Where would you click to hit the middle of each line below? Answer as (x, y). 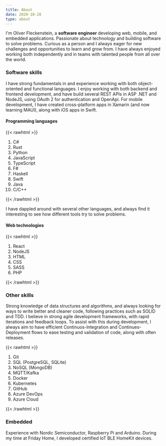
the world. (16, 60)
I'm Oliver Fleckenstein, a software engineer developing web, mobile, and (81, 33)
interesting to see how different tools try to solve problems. (66, 214)
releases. (15, 338)
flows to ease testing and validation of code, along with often (94, 333)
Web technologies (25, 225)
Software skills (24, 73)
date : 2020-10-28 (24, 14)
